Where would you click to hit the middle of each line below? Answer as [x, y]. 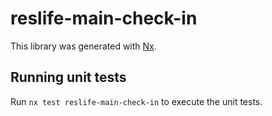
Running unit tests [68, 77]
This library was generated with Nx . [83, 46]
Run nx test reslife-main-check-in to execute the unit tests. [136, 101]
